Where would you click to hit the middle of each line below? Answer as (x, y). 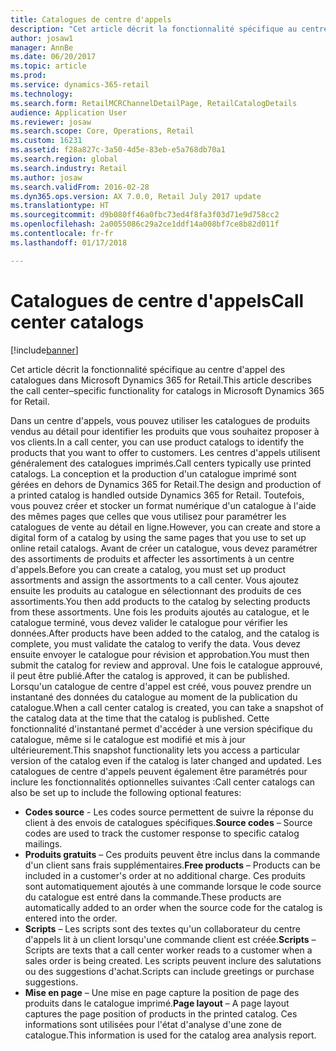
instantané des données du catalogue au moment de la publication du (154, 697)
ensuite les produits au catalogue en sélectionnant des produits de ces (156, 590)
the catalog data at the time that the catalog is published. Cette (140, 718)
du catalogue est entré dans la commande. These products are (153, 897)
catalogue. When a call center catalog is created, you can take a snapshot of (167, 707)
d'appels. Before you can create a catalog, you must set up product (148, 569)
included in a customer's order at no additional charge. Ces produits (165, 875)
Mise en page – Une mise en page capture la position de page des (162, 992)
